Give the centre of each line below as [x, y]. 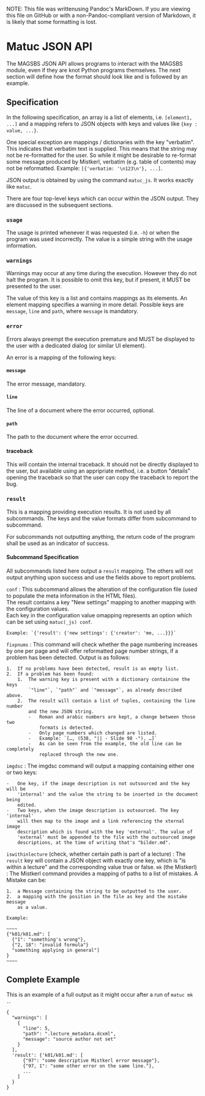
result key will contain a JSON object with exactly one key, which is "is [96, 860]
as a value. [32, 907]
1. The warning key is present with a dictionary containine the [104, 679]
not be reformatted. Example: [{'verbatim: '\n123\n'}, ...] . [84, 168]
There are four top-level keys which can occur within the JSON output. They [102, 198]
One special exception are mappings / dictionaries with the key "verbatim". [100, 142]
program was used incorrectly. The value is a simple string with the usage [99, 239]
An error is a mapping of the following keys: [61, 357]
